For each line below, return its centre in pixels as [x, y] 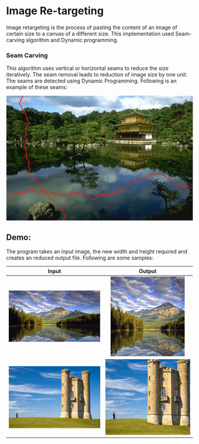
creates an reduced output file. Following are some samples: [80, 258]
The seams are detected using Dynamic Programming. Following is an [91, 81]
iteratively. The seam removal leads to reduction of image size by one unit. [97, 75]
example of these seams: [37, 87]
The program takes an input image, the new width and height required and [97, 252]
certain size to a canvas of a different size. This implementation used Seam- [99, 33]
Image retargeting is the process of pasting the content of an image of [92, 27]
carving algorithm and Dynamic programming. [62, 40]
